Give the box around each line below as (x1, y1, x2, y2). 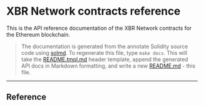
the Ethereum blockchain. (6, 30, 70, 38)
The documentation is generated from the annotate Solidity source (21, 43, 188, 50)
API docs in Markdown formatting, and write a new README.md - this (21, 62, 195, 69)
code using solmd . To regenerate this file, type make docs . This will (21, 49, 188, 56)
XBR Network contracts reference (6, 4, 181, 18)
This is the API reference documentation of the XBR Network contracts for (6, 24, 192, 32)
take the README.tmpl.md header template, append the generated (21, 55, 188, 63)
